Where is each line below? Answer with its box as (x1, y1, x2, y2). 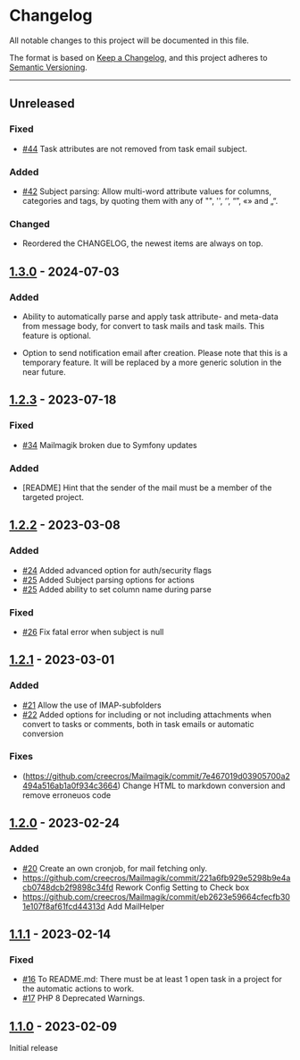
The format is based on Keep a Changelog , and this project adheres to (9, 52, 268, 63)
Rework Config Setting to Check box (115, 882, 250, 893)
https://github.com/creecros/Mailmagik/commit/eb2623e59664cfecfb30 (21, 891, 290, 902)
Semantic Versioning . (9, 62, 87, 72)
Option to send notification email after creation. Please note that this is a (21, 347, 288, 358)
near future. (21, 366, 66, 377)
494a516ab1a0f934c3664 (21, 780, 119, 791)
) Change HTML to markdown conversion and (117, 780, 286, 791)
